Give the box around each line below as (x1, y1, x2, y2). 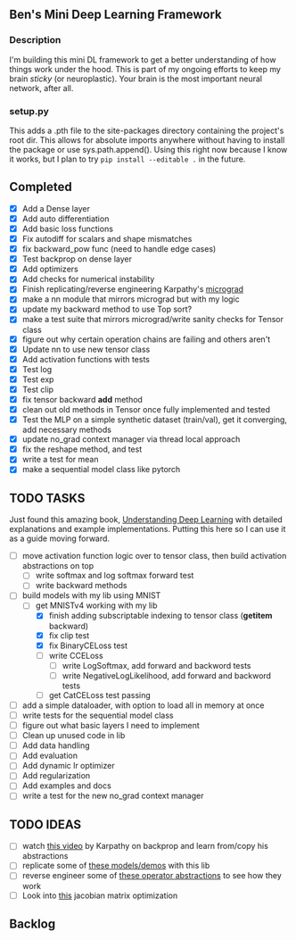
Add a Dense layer (21, 203, 91, 213)
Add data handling (21, 740, 91, 751)
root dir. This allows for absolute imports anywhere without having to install (9, 134, 285, 146)
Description (9, 34, 62, 46)
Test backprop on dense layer (21, 254, 132, 264)
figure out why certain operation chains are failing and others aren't (21, 334, 271, 345)
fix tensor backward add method (21, 394, 143, 404)
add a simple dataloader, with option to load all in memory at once (21, 700, 265, 711)
